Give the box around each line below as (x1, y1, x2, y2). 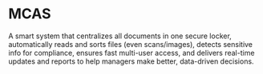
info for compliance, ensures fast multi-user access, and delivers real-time (8, 48, 255, 57)
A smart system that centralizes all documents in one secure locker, (8, 31, 233, 41)
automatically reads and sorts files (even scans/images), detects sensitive (8, 39, 253, 49)
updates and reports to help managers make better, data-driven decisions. (8, 56, 254, 66)
